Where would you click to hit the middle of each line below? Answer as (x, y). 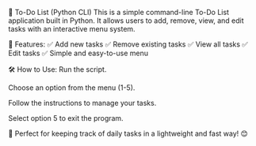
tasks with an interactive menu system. (72, 29)
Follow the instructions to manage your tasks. (82, 103)
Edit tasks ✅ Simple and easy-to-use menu (78, 53)
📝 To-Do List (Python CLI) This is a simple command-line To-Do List (119, 12)
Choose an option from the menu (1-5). (72, 88)
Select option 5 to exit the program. (66, 118)
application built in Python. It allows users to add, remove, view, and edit (126, 21)
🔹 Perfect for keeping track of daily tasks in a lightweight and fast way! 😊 (128, 133)
